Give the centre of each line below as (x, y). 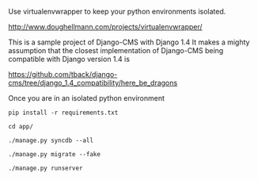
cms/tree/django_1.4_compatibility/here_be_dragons (93, 83)
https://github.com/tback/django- (63, 74)
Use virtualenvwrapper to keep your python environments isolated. (117, 11)
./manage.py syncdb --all (51, 140)
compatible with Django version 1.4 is (69, 59)
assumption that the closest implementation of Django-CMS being (116, 50)
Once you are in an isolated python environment (86, 98)
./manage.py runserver (46, 168)
